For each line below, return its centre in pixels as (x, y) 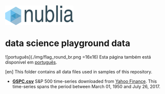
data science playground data (68, 44)
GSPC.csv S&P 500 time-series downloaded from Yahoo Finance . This (84, 81)
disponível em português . (31, 62)
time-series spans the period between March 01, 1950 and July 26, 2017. (86, 86)
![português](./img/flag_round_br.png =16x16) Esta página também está (78, 57)
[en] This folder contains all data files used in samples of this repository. (79, 71)
